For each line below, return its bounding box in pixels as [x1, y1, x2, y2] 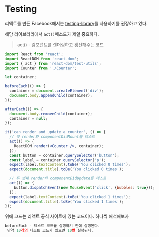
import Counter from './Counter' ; [5, 66, 77, 71]
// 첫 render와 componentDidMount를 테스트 [9, 134, 95, 139]
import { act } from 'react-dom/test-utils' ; [5, 61, 101, 66]
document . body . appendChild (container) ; [9, 93, 93, 98]
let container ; [5, 75, 37, 80]
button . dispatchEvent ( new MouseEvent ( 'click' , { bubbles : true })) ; [14, 185, 155, 190]
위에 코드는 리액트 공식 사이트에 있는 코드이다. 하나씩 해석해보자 [5, 213, 129, 219]
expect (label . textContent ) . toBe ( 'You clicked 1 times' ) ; [9, 194, 131, 199]
